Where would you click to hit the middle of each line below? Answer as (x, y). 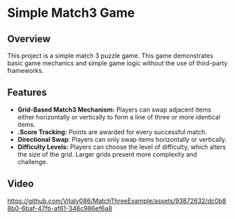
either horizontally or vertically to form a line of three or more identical (119, 117)
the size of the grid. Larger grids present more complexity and (107, 154)
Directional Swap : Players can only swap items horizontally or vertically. (122, 139)
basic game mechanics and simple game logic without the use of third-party (117, 63)
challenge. (32, 161)
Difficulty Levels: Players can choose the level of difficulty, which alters (122, 147)
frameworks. (26, 71)
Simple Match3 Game (71, 13)
